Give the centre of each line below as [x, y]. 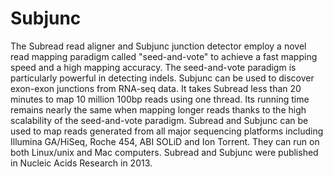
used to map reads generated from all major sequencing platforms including [167, 131]
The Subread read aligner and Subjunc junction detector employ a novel [158, 46]
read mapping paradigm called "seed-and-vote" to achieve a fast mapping [164, 56]
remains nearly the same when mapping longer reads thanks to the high [158, 109]
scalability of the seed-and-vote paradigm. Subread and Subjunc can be [159, 120]
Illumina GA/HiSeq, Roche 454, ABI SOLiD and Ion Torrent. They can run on [165, 141]
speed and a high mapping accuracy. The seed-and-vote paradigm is [153, 67]
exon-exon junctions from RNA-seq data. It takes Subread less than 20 [156, 88]
